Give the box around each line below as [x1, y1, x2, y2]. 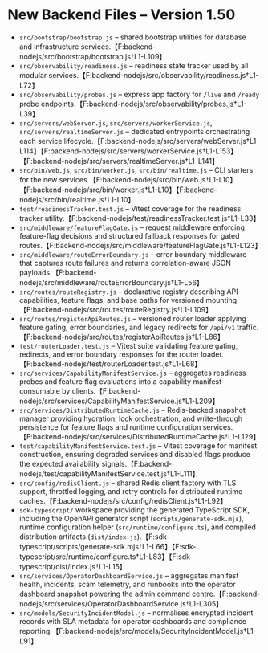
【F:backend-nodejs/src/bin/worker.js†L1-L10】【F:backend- [18, 185, 218, 194]
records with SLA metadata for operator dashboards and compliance [18, 616, 246, 626]
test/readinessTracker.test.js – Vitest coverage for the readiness [18, 203, 242, 214]
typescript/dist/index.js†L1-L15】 [18, 561, 127, 571]
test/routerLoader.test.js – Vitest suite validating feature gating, [18, 341, 238, 350]
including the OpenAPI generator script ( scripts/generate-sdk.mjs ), [18, 513, 244, 523]
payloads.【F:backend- [18, 267, 97, 277]
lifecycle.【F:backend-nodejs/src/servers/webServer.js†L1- [63, 136, 260, 145]
